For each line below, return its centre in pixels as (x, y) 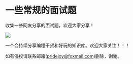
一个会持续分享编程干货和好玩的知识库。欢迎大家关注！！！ (68, 45)
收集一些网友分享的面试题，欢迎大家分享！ (50, 25)
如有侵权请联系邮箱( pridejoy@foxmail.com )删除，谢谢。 (64, 56)
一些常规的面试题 (41, 10)
